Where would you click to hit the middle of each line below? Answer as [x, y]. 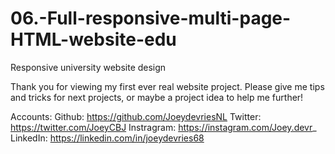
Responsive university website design [88, 67]
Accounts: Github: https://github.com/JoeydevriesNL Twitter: [136, 116]
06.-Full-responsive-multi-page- [151, 18]
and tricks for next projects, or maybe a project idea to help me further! [157, 97]
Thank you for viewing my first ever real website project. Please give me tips [167, 86]
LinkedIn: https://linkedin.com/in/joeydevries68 [107, 138]
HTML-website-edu [93, 39]
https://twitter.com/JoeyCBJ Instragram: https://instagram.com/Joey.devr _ [163, 127]
